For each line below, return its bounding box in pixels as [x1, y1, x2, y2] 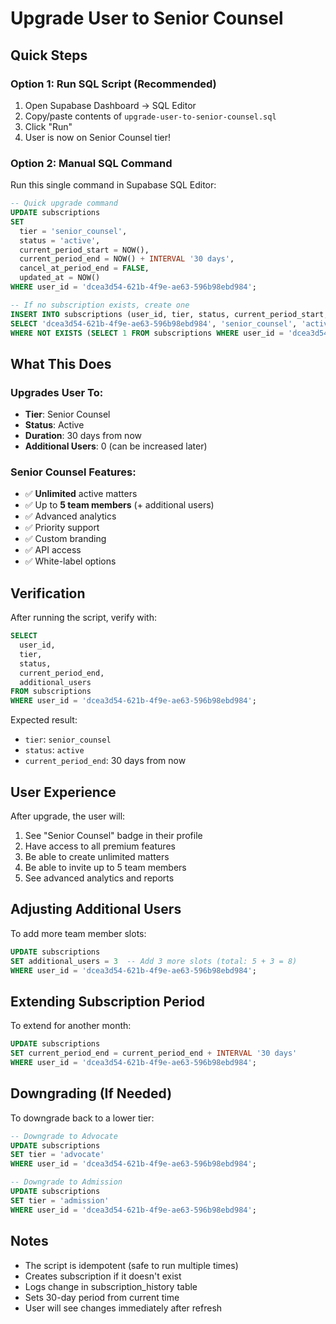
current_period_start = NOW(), [19, 245, 150, 255]
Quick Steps [10, 47, 88, 64]
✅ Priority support [24, 522, 100, 534]
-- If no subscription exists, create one [10, 300, 190, 310]
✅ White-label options [24, 555, 117, 567]
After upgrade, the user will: [10, 810, 126, 822]
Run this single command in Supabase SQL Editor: [10, 179, 217, 191]
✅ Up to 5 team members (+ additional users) [24, 499, 215, 511]
